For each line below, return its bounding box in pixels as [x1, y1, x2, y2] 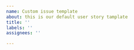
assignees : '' [6, 30, 41, 36]
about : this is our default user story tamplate [6, 14, 128, 20]
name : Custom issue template [6, 8, 78, 15]
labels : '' [6, 24, 33, 31]
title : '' [6, 19, 31, 25]
